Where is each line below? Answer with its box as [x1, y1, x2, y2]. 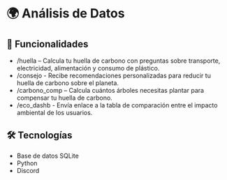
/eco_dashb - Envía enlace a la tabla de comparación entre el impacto [16, 101, 218, 109]
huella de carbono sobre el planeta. [16, 79, 119, 87]
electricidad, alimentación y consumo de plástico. [16, 64, 160, 72]
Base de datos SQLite [16, 151, 80, 160]
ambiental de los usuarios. [16, 109, 93, 117]
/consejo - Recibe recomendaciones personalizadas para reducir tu [16, 71, 211, 80]
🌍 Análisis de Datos [6, 6, 125, 22]
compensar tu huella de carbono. [16, 93, 112, 102]
